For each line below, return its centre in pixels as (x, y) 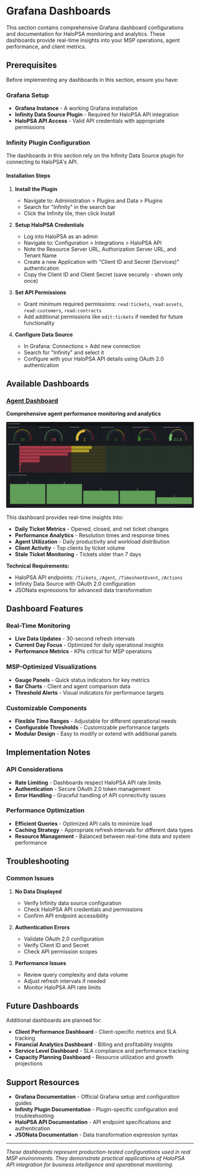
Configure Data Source (44, 334)
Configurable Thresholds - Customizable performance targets (92, 727)
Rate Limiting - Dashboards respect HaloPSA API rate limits (88, 782)
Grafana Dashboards (59, 11)
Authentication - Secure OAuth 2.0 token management (82, 788)
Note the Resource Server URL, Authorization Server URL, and (100, 249)
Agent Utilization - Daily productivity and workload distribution (92, 541)
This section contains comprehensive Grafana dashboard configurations (95, 27)
